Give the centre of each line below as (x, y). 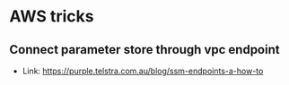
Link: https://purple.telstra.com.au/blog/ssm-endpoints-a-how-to (143, 71)
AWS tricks (52, 17)
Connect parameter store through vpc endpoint (144, 50)
